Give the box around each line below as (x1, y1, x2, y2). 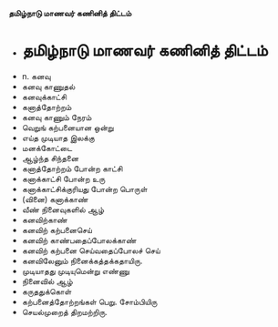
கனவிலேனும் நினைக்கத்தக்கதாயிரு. (21, 255, 143, 266)
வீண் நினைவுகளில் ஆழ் (21, 204, 105, 215)
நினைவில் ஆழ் (21, 275, 74, 286)
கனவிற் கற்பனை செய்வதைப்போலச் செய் (21, 245, 160, 256)
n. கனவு (21, 70, 51, 81)
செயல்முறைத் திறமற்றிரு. (21, 306, 108, 317)
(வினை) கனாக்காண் (21, 193, 88, 204)
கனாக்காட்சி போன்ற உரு (21, 173, 106, 184)
